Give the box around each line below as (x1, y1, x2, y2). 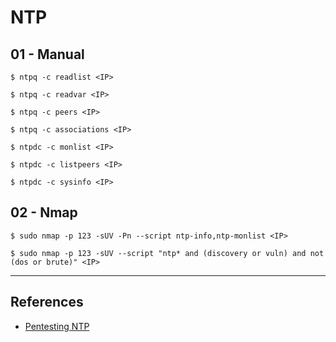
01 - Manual (10, 46, 85, 63)
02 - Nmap (10, 204, 78, 221)
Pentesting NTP (24, 320, 90, 332)
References (10, 294, 84, 311)
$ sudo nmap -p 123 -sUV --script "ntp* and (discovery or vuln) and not (10, 248, 325, 258)
